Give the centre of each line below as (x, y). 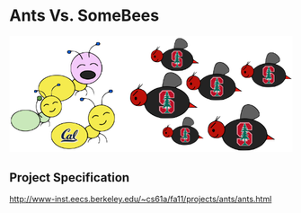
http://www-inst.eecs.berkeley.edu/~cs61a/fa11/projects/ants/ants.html (141, 199)
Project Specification (70, 177)
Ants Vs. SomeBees (84, 16)
